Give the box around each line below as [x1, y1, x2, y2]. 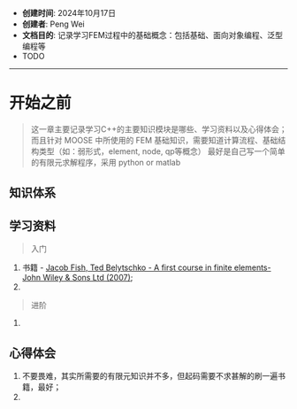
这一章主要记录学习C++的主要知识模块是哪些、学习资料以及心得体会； [30, 123, 287, 135]
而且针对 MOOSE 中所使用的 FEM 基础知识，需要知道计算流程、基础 [30, 135, 278, 145]
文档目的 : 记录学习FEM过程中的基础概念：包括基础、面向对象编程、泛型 [21, 30, 284, 40]
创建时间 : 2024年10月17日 [21, 8, 117, 18]
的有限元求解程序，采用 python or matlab [30, 157, 181, 167]
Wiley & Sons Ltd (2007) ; [42, 273, 133, 283]
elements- [233, 262, 271, 273]
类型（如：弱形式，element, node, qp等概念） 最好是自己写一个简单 [38, 145, 286, 157]
